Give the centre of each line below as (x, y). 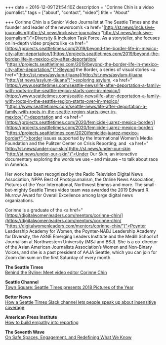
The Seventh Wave (25, 332)
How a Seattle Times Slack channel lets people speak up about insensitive (81, 302)
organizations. (20, 200)
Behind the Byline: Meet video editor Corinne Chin (56, 272)
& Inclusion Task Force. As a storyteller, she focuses (107, 38)
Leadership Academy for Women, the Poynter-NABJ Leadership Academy (81, 231)
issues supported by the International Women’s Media (98, 138)
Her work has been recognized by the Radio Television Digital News (74, 174)
